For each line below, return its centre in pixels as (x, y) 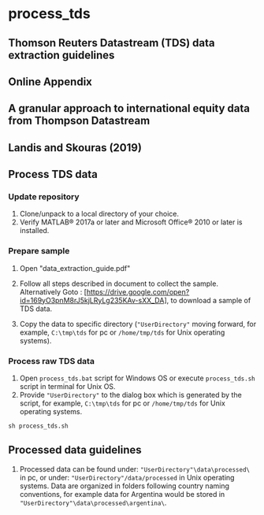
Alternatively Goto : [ (53, 291)
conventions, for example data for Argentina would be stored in (122, 494)
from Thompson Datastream (79, 121)
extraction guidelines (61, 55)
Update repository (44, 197)
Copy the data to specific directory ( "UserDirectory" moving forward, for (138, 324)
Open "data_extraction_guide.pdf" (75, 268)
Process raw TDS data (51, 361)
